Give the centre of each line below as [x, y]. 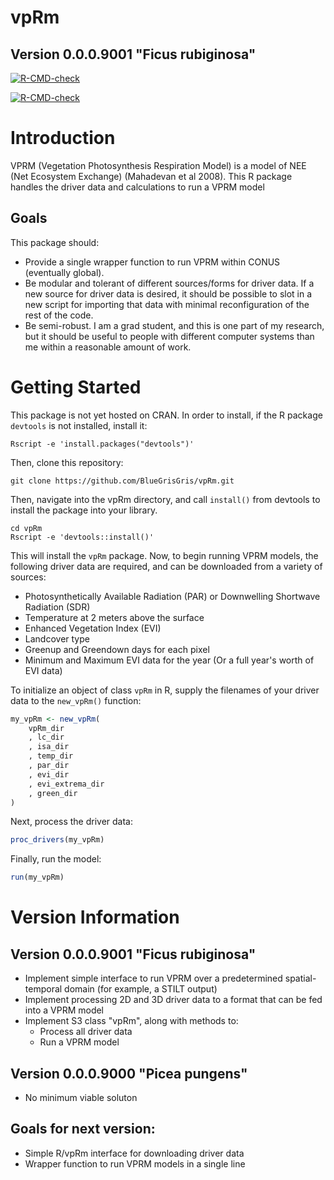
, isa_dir [49, 747]
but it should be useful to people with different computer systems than [169, 336]
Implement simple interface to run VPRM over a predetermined [153, 978]
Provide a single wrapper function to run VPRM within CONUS [152, 262]
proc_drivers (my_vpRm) [57, 840]
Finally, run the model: [56, 859]
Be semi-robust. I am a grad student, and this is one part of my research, [174, 325]
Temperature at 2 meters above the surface [114, 617]
